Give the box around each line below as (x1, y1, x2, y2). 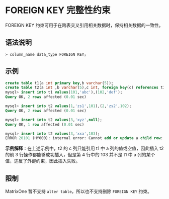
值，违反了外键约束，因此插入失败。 (5, 158, 80, 164)
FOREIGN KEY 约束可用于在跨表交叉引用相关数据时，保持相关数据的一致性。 (5, 22, 163, 28)
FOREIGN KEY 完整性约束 (5, 5, 111, 16)
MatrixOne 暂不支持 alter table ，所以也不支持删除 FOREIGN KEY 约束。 (5, 188, 152, 194)
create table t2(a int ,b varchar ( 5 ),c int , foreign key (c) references (5, 85, 158, 90)
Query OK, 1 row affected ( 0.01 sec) (5, 122, 84, 127)
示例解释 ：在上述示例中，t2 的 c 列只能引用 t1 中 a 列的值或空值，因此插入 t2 (5, 145, 164, 151)
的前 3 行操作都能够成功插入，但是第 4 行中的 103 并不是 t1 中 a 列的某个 (5, 152, 155, 158)
